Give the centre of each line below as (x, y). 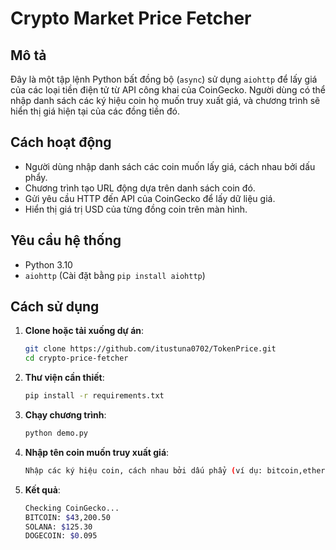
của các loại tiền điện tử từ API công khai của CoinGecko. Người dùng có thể (168, 90)
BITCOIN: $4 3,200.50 (67, 517)
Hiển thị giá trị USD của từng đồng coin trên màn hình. (136, 209)
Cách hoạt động (61, 142)
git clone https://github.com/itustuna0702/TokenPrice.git (150, 349)
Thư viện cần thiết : (64, 378)
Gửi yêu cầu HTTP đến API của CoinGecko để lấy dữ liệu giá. (150, 198)
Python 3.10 (48, 264)
